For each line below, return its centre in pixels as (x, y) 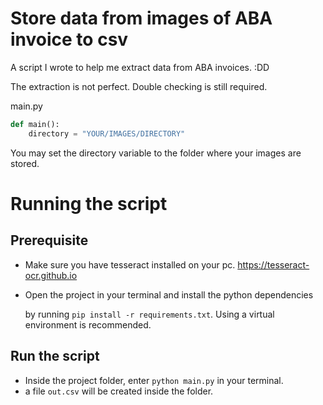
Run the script (55, 356)
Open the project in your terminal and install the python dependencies (169, 294)
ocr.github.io (51, 275)
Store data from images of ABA (141, 18)
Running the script (89, 203)
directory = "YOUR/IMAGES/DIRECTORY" (107, 133)
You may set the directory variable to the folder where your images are (156, 153)
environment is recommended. (88, 324)
